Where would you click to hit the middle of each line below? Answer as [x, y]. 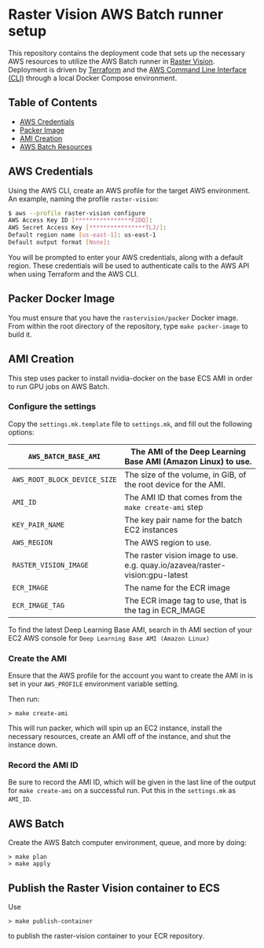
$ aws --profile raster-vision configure [77, 213]
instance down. [33, 745]
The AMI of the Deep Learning [188, 451]
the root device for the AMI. [175, 484]
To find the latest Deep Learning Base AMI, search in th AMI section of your [130, 630]
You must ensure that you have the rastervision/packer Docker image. [123, 318]
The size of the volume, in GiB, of [185, 475]
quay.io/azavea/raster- [183, 565]
